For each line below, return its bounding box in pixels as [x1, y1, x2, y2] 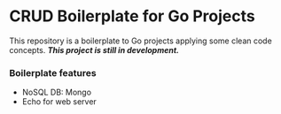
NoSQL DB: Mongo [21, 87, 91, 98]
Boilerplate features [9, 66, 97, 79]
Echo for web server [21, 96, 98, 107]
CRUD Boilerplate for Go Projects [9, 6, 255, 27]
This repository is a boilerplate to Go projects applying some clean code [9, 35, 272, 46]
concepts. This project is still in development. [9, 44, 180, 55]
